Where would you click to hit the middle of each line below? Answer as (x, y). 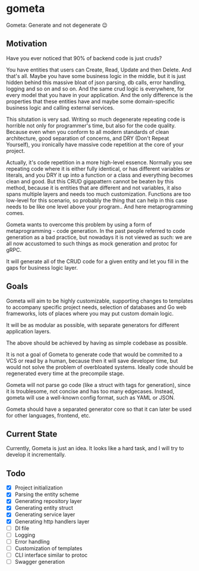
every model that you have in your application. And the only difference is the (99, 95)
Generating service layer (45, 514)
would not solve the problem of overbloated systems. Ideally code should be (100, 367)
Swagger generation (40, 561)
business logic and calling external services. (60, 107)
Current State (32, 434)
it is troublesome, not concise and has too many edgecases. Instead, (90, 391)
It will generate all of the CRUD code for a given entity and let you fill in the (97, 261)
